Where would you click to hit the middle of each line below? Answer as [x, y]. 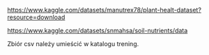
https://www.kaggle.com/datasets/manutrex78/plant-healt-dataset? [104, 10]
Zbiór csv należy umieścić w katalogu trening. [73, 44]
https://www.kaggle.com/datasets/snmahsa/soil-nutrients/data [98, 31]
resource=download [36, 17]
